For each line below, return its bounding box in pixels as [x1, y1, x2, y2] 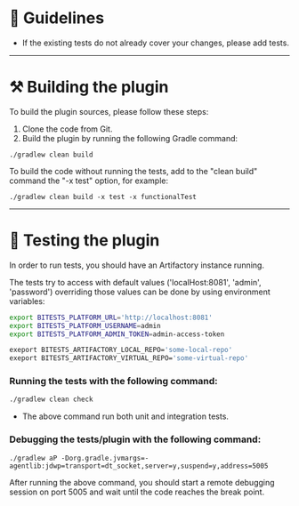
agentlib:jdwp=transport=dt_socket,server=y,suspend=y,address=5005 [9, 462, 269, 470]
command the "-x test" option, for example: [9, 175, 169, 186]
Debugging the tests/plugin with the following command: [9, 433, 262, 446]
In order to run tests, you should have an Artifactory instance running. [9, 260, 265, 270]
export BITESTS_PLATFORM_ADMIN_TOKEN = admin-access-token [9, 329, 225, 339]
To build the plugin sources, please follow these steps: [9, 106, 209, 116]
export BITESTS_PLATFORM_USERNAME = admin [9, 321, 162, 330]
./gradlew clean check [9, 395, 93, 404]
